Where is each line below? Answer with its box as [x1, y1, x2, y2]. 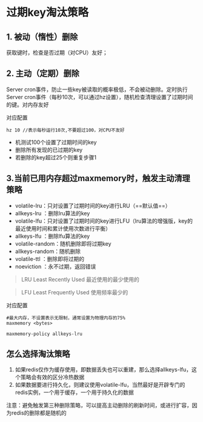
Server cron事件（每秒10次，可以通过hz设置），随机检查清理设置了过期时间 [6, 93, 193, 100]
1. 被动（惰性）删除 [6, 32, 78, 42]
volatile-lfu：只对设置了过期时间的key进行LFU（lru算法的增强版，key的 [15, 217, 193, 224]
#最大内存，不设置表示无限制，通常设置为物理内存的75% [6, 314, 126, 321]
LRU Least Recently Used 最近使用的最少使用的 [21, 275, 139, 283]
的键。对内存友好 [6, 101, 49, 108]
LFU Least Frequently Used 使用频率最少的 [21, 288, 128, 296]
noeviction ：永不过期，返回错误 [15, 263, 96, 270]
